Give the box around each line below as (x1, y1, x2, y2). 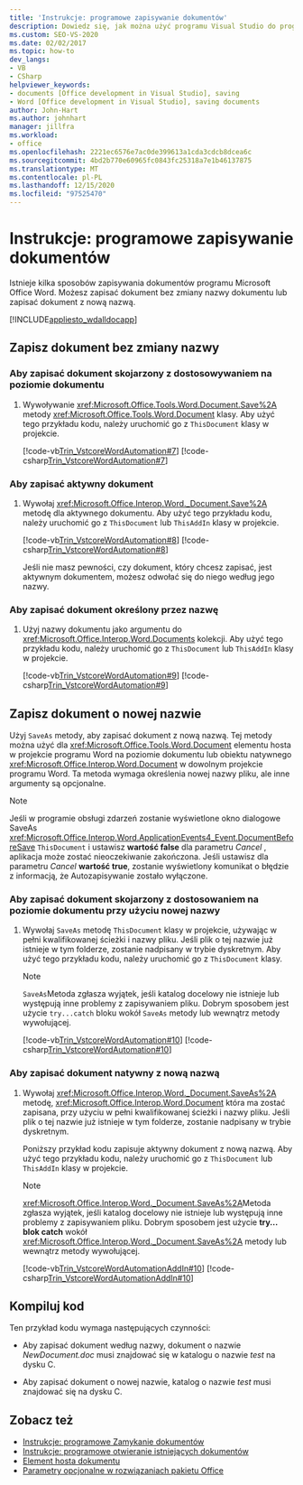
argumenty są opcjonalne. (9, 778, 106, 789)
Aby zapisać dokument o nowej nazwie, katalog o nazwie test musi (22, 1377, 272, 1388)
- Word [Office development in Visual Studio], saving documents (9, 97, 260, 107)
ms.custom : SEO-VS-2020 (9, 30, 99, 39)
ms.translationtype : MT (9, 164, 99, 173)
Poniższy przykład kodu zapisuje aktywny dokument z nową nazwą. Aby (22, 1143, 293, 1154)
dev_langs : (9, 55, 50, 64)
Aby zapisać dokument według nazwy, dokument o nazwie (22, 1340, 242, 1350)
